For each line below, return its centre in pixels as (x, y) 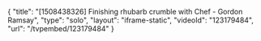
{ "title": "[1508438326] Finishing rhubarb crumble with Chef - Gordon (125, 12)
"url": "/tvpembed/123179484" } (61, 29)
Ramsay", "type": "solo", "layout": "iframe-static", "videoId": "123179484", (131, 20)
